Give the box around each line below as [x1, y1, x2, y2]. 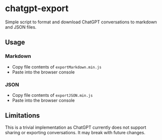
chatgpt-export [5, 3, 69, 14]
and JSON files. [5, 24, 37, 30]
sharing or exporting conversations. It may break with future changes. [5, 129, 145, 135]
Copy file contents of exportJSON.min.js [12, 92, 93, 98]
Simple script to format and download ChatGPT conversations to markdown [5, 19, 157, 25]
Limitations [5, 111, 40, 120]
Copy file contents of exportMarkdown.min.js [12, 64, 101, 70]
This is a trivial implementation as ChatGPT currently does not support [5, 124, 146, 130]
